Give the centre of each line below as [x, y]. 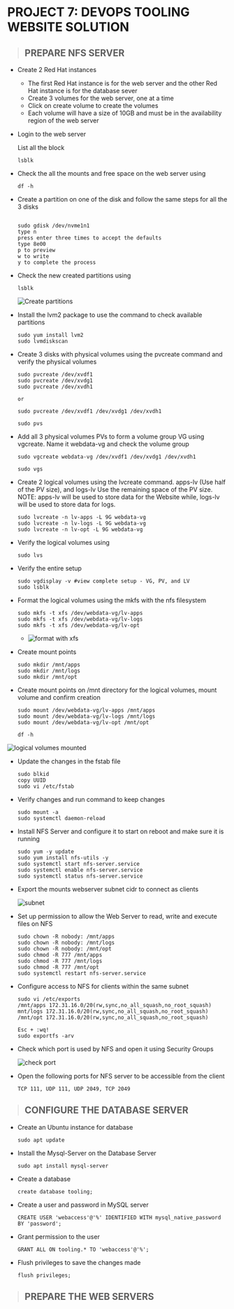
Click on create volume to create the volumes [93, 105]
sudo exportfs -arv [46, 1036]
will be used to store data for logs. [66, 504]
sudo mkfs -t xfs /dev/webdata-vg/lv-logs [80, 619]
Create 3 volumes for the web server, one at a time [101, 98]
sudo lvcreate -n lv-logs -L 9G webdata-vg [82, 523]
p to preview [36, 250]
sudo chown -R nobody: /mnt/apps [66, 936]
